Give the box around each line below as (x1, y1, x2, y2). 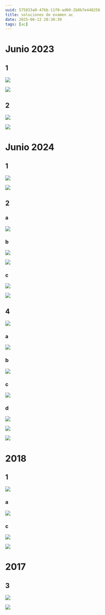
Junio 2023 (5, 44, 55, 55)
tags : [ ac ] (5, 21, 28, 27)
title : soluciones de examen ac (5, 12, 73, 17)
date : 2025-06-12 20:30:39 (5, 17, 62, 22)
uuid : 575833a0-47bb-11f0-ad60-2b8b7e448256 (5, 7, 100, 13)
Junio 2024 (5, 142, 55, 153)
